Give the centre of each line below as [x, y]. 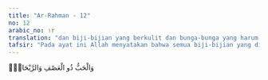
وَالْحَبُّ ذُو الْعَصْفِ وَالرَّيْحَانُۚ [51, 67]
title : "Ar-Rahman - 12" [49, 15]
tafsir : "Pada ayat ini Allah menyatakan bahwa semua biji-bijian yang [130, 45]
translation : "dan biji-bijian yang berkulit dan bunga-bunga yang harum [134, 38]
